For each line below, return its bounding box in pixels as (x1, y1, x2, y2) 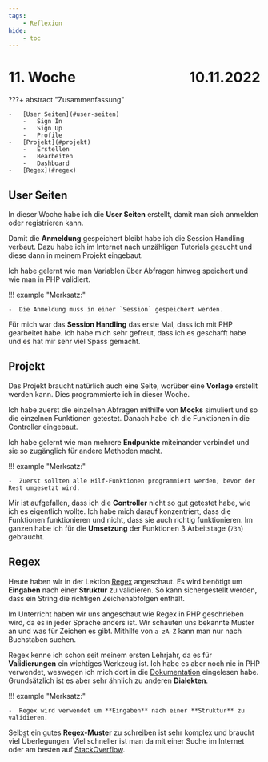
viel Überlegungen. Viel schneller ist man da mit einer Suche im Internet (8, 736, 245, 745)
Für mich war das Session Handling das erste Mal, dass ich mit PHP (8, 319, 234, 329)
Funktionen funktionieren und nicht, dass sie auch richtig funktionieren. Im (8, 515, 254, 524)
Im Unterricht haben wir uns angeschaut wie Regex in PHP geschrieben (8, 609, 244, 619)
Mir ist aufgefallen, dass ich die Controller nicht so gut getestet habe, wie (8, 498, 251, 507)
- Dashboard (22, 159, 70, 168)
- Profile (22, 131, 62, 140)
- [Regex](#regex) (8, 166, 78, 174)
